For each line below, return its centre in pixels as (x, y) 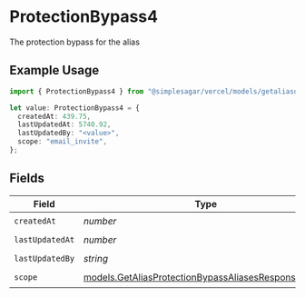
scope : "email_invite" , (62, 142)
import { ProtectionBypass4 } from (77, 91)
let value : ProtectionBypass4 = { (75, 108)
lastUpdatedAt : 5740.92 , (64, 124)
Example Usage (54, 70)
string (96, 259)
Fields (27, 179)
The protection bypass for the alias (75, 42)
